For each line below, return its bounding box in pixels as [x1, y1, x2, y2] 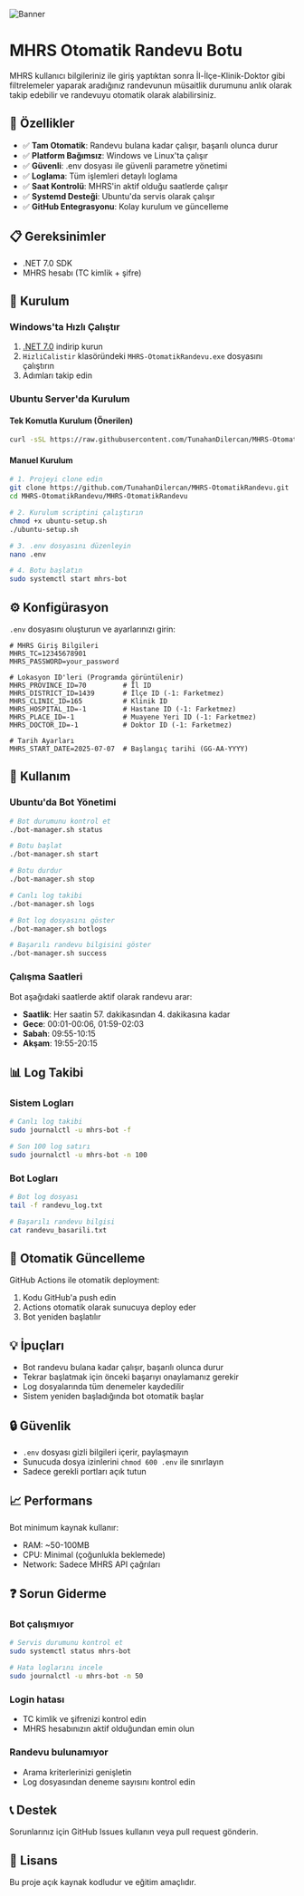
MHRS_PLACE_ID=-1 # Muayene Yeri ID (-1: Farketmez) [9, 712, 257, 722]
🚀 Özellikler [9, 116, 75, 131]
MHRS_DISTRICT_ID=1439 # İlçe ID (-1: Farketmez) [9, 689, 224, 698]
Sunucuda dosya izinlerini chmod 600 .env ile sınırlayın [22, 1456, 224, 1467]
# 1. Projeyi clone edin [9, 475, 103, 484]
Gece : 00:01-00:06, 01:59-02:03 [22, 1018, 145, 1029]
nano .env [9, 549, 47, 559]
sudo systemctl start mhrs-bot [9, 575, 128, 584]
